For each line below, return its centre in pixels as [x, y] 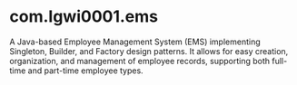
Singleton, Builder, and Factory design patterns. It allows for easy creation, [149, 51]
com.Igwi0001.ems [84, 17]
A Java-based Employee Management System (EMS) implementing [135, 42]
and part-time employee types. [85, 71]
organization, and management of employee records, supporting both [140, 61]
